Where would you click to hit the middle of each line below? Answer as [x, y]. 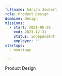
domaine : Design [21, 18]
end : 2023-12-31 [30, 32]
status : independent [34, 37]
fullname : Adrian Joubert [31, 9]
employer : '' [27, 41]
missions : [15, 23]
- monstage [20, 50]
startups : [15, 46]
